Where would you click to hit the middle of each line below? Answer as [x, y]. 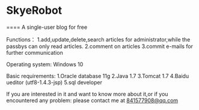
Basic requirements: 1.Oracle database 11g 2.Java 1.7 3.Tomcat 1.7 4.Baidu [98, 76]
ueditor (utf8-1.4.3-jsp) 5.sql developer [54, 82]
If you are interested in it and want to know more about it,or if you [87, 94]
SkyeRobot [34, 11]
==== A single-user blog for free [47, 27]
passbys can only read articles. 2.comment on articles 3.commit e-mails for [100, 46]
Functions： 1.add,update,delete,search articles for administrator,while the [98, 39]
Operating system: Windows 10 [45, 64]
